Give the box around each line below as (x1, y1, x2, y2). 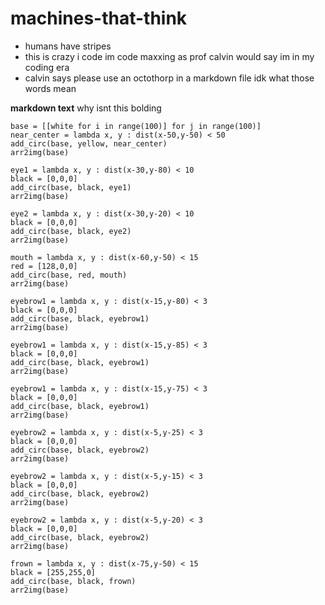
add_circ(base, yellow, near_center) (10, 138, 168, 149)
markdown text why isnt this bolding (10, 102, 162, 114)
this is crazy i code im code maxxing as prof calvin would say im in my (24, 50, 315, 62)
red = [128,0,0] (10, 261, 78, 271)
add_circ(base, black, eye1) (10, 182, 132, 192)
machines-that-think (10, 7, 188, 30)
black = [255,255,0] (10, 567, 97, 577)
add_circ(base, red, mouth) (10, 270, 128, 280)
